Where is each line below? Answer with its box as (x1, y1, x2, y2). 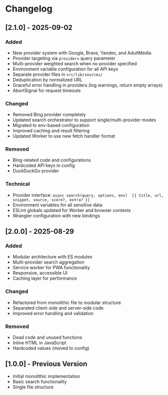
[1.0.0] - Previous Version (5, 360, 88, 368)
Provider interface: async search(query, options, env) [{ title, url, (12, 192, 164, 198)
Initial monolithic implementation (12, 373, 80, 379)
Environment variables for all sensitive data (12, 202, 103, 208)
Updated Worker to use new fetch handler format (12, 133, 115, 139)
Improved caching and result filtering (12, 127, 90, 134)
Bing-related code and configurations (12, 157, 91, 163)
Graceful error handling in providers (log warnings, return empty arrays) (12, 82, 163, 88)
